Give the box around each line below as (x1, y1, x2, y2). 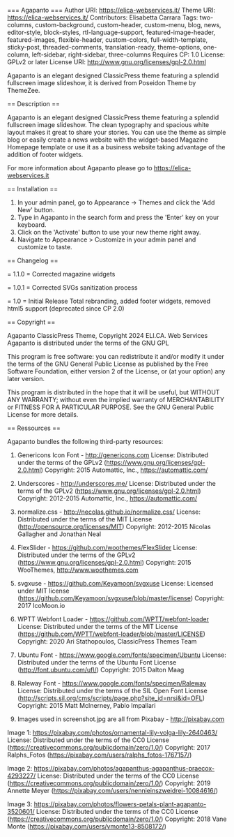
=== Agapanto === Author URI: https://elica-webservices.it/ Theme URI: (7, 6, 216, 14)
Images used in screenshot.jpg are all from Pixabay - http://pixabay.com (17, 715, 225, 723)
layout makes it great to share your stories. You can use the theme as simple (7, 128, 226, 136)
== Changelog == (7, 256, 58, 265)
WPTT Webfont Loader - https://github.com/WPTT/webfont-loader (17, 615, 209, 623)
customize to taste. (17, 243, 72, 251)
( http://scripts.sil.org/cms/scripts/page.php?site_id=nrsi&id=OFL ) (17, 694, 205, 702)
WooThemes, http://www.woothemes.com (17, 565, 139, 574)
